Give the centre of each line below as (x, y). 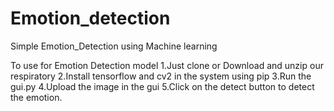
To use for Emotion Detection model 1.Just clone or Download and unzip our (167, 65)
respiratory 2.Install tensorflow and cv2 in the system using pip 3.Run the (161, 76)
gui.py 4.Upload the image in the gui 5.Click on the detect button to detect (162, 86)
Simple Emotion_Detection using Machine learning (114, 46)
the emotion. (36, 97)
